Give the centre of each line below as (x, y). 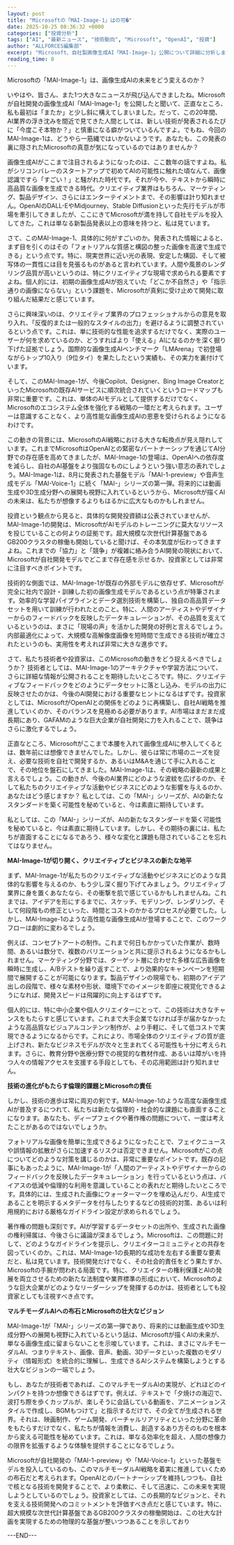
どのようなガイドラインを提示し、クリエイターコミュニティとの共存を (125, 1243)
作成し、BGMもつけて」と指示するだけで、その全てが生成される (124, 1410)
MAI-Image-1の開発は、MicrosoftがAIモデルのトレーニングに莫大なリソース (116, 524)
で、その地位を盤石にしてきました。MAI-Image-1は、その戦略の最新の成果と (117, 770)
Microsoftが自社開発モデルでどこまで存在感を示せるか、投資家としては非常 (115, 559)
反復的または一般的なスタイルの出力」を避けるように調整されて (126, 323)
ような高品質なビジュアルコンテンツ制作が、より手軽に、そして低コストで (113, 1027)
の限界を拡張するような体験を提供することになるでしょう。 (93, 1445)
